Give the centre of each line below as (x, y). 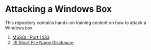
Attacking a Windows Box (58, 9)
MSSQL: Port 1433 (31, 37)
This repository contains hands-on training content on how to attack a (75, 23)
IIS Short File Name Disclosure (43, 42)
